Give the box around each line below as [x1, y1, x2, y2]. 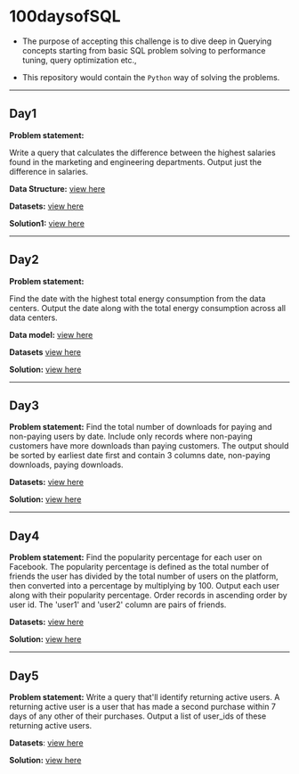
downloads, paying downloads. [9, 459, 124, 470]
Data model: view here [9, 329, 93, 340]
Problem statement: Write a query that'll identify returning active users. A [9, 692, 280, 702]
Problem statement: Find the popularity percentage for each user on [9, 552, 263, 563]
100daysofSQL [9, 6, 122, 27]
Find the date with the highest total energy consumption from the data [9, 292, 266, 304]
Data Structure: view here [9, 183, 106, 193]
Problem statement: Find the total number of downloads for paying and [9, 422, 273, 432]
